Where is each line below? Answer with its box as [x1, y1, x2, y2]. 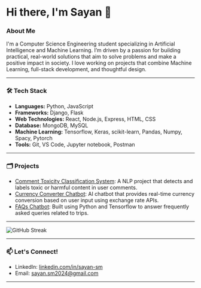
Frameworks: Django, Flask [14, 109, 84, 116]
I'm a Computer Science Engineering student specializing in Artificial [6, 40, 175, 47]
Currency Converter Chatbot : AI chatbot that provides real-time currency [14, 190, 195, 198]
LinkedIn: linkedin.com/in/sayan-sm [14, 263, 103, 271]
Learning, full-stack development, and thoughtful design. [6, 66, 147, 73]
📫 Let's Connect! [6, 248, 59, 256]
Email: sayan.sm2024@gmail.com [14, 269, 99, 277]
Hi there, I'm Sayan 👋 [6, 5, 112, 19]
